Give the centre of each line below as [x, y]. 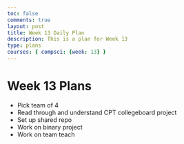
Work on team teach [46, 134]
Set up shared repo [44, 120]
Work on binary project [50, 127]
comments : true [29, 20]
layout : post [26, 26]
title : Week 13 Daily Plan [46, 33]
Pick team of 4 [38, 105]
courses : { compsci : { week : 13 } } [57, 52]
